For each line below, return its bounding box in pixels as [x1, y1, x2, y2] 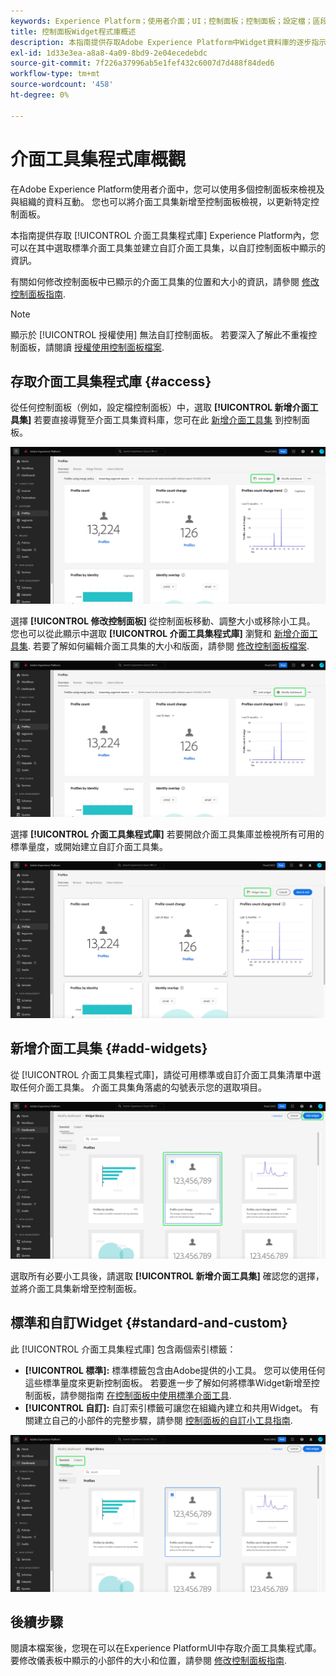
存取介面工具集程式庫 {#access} [10, 373, 212, 390]
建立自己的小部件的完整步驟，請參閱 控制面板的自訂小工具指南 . [33, 1414, 293, 1426]
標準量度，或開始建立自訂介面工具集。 [10, 841, 168, 853]
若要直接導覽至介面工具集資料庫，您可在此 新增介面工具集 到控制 [33, 414, 302, 426]
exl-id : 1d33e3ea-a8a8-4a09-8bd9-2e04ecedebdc [10, 48, 208, 58]
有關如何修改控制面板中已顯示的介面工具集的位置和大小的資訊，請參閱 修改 [10, 275, 320, 287]
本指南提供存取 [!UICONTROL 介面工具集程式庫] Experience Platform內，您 [10, 229, 320, 241]
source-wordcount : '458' [10, 80, 114, 90]
